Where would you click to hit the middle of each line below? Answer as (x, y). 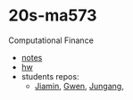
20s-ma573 (53, 16)
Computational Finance (51, 40)
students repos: (50, 76)
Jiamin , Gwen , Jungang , (79, 86)
